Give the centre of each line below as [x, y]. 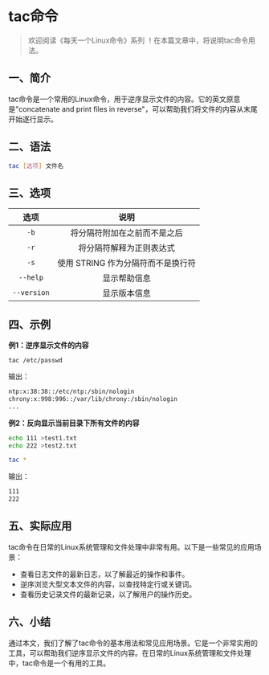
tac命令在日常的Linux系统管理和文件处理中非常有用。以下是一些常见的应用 [132, 546]
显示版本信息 [126, 293]
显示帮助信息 [126, 278]
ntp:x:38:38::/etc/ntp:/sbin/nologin [71, 392]
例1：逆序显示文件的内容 [49, 346]
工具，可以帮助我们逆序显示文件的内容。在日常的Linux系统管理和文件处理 [130, 652]
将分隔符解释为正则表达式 [126, 248]
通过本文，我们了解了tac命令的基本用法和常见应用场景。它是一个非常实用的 [133, 643]
